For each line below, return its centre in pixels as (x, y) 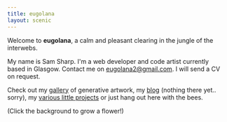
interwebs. (23, 48)
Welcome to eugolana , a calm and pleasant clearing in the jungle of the (110, 40)
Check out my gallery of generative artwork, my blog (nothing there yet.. (112, 90)
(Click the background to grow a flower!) (66, 111)
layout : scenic (29, 20)
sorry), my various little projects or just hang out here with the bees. (105, 97)
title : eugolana (31, 14)
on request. (24, 76)
